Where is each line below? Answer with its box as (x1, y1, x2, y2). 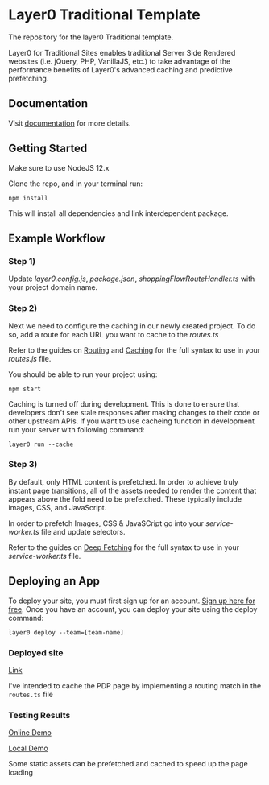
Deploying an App (8, 574, 101, 589)
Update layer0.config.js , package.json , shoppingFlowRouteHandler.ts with (8, 274, 255, 283)
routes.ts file (8, 689, 54, 699)
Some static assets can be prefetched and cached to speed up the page (8, 759, 248, 769)
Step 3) (8, 459, 38, 470)
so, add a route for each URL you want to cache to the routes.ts (8, 329, 219, 339)
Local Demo (8, 743, 48, 754)
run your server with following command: (8, 424, 145, 434)
